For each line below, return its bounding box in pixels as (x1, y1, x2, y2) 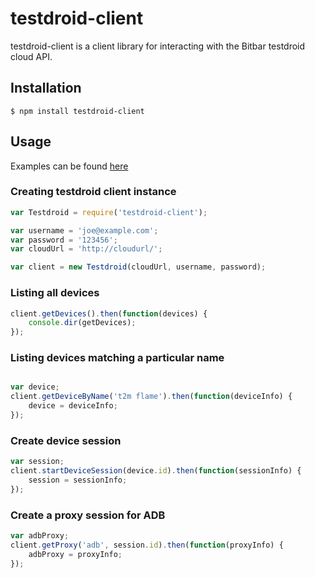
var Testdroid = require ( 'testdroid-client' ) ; (10, 207, 208, 217)
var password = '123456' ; (10, 235, 118, 245)
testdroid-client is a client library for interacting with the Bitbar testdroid (10, 40, 306, 52)
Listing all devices (10, 286, 100, 300)
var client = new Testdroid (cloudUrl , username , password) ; (10, 262, 267, 272)
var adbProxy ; (10, 531, 70, 541)
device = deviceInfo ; (28, 401, 118, 411)
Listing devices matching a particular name (10, 351, 225, 365)
